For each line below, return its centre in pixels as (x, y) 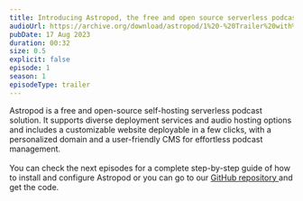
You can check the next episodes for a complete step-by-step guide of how (150, 168)
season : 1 (28, 77)
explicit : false (40, 59)
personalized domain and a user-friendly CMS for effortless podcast (136, 139)
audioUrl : (28, 26)
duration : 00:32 (40, 43)
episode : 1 (30, 69)
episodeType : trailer (50, 85)
